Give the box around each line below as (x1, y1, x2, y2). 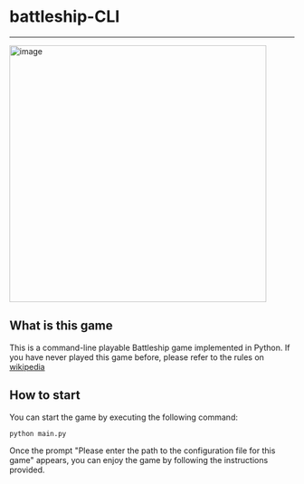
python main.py (9, 429, 67, 438)
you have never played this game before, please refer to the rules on (9, 351, 265, 363)
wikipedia (9, 361, 45, 372)
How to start (9, 387, 81, 403)
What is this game (9, 318, 113, 334)
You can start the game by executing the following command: (9, 412, 238, 422)
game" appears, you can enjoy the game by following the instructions (9, 455, 269, 466)
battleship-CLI (9, 6, 120, 27)
